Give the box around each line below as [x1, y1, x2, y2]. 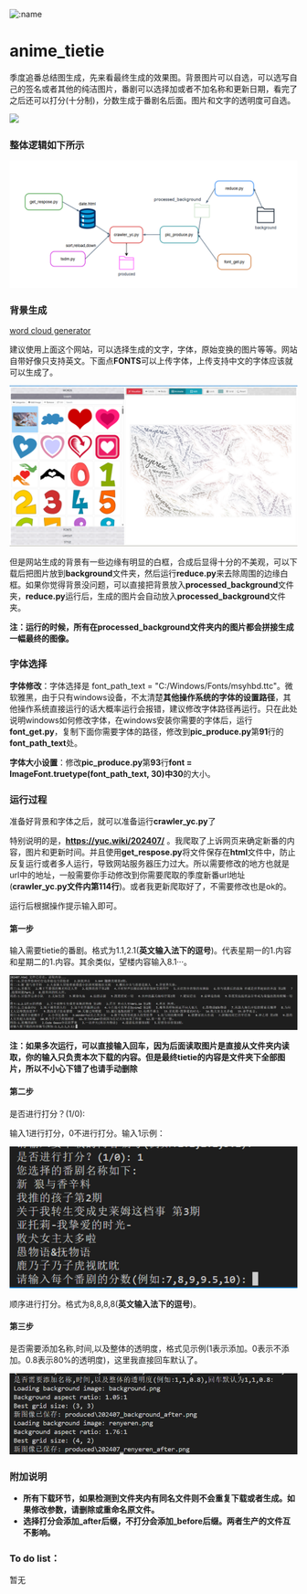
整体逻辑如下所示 [9, 138, 85, 151]
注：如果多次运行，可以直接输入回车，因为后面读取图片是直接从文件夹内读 [9, 1040, 290, 1051]
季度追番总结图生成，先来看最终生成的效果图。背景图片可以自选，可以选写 [9, 71, 290, 82]
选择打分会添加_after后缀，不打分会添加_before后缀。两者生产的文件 [22, 1515, 283, 1526]
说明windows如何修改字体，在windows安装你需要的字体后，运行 [9, 714, 253, 726]
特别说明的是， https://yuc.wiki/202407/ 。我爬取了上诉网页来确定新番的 [9, 835, 288, 846]
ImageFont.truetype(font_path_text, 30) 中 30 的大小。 [9, 768, 216, 779]
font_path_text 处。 [9, 737, 82, 749]
